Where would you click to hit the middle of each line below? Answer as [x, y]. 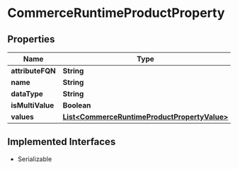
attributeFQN [34, 71]
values [22, 117]
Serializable [35, 159]
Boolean [77, 105]
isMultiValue [33, 105]
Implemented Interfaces [62, 142]
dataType [27, 94]
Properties [31, 39]
